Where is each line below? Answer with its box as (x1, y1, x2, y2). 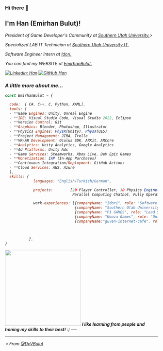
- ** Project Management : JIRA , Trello (9, 134, 88, 139)
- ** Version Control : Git (9, 120, 62, 125)
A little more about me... (5, 82, 64, 89)
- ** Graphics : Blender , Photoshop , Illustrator (9, 124, 108, 129)
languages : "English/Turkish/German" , (33, 178, 112, 184)
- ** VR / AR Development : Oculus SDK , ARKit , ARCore (9, 138, 114, 143)
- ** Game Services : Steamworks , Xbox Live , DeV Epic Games (9, 152, 131, 157)
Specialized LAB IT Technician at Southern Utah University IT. (5, 41, 130, 48)
